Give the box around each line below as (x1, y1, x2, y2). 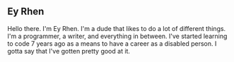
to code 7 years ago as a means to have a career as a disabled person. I (7, 39, 217, 48)
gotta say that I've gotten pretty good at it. (7, 46, 131, 55)
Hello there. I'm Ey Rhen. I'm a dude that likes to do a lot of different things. (7, 24, 226, 32)
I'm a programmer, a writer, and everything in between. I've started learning (7, 32, 228, 40)
